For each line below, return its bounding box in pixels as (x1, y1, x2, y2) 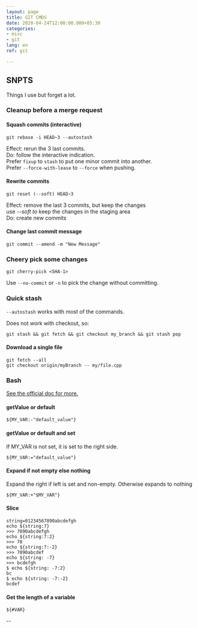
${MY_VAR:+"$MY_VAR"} (6, 492, 61, 498)
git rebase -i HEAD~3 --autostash (6, 134, 93, 140)
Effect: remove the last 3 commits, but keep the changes (6, 202, 146, 209)
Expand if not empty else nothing (6, 467, 91, 474)
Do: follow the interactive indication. (6, 151, 95, 158)
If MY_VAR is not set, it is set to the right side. (6, 443, 118, 450)
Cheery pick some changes (6, 256, 88, 264)
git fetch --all (6, 357, 47, 363)
